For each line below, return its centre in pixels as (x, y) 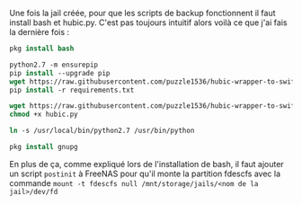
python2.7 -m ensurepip (54, 65)
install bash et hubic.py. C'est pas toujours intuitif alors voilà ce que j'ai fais (148, 22)
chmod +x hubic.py (44, 115)
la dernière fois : (40, 32)
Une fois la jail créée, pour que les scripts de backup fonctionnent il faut (142, 13)
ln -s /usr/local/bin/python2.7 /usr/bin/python (102, 131)
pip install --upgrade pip (60, 73)
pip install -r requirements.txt (72, 90)
